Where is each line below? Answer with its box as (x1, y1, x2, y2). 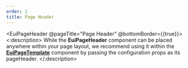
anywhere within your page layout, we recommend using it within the (6, 42, 175, 50)
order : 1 (6, 8, 28, 15)
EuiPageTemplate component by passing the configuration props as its (6, 49, 181, 56)
